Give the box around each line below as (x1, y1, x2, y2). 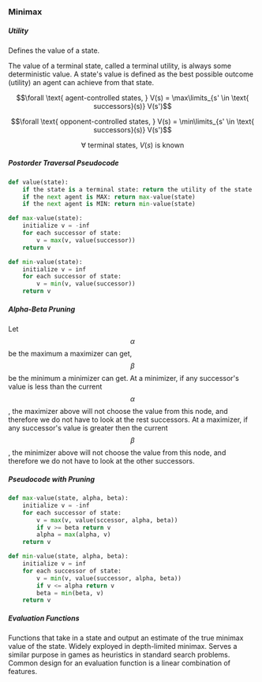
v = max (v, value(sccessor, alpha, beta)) (36, 516, 178, 524)
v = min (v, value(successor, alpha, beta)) (36, 574, 182, 582)
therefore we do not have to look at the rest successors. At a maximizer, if (8, 415, 249, 424)
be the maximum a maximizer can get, (8, 349, 133, 359)
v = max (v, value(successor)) (36, 236, 136, 244)
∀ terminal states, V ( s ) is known (80, 140, 185, 150)
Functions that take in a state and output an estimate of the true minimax (8, 633, 244, 643)
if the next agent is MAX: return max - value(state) (22, 192, 196, 201)
